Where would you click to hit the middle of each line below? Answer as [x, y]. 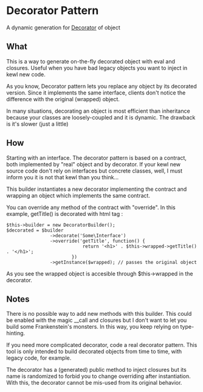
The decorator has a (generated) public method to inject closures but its [96, 370]
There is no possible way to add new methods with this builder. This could [99, 314]
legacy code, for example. [39, 358]
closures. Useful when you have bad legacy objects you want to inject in [97, 68]
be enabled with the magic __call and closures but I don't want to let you [97, 320]
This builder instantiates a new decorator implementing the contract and [97, 189]
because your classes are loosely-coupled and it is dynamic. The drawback [101, 117]
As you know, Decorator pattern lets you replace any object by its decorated [102, 86]
